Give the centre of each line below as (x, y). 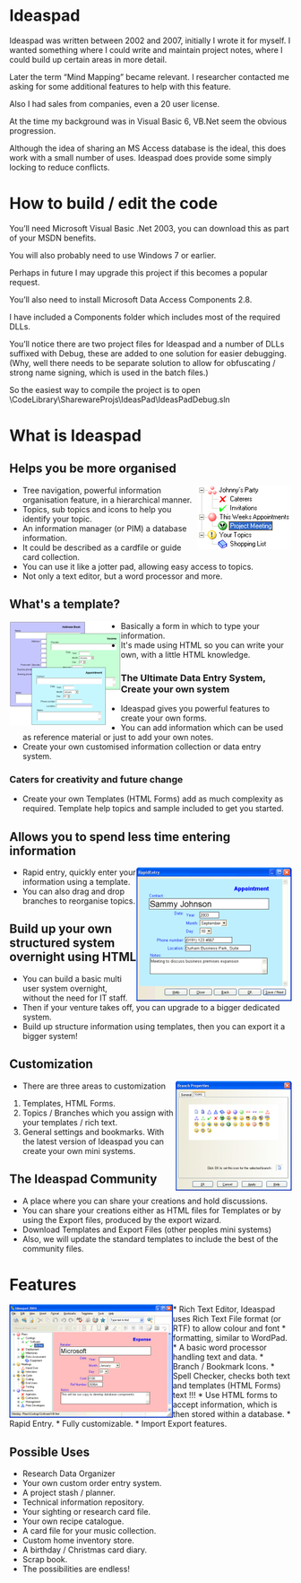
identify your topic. (57, 519)
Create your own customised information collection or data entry (142, 747)
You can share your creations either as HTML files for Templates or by (151, 1210)
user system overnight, (64, 988)
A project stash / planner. (69, 1493)
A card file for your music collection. (89, 1531)
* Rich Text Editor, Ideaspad (224, 1309)
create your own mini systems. (79, 1150)
